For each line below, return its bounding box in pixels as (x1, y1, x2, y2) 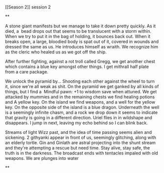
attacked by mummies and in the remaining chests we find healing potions (5, 94, 155, 100)
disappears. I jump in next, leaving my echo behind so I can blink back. (5, 120, 148, 126)
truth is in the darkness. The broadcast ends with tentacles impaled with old (5, 150, 158, 156)
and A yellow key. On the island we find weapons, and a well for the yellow (5, 99, 156, 105)
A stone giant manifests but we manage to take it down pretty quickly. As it (5, 23, 156, 29)
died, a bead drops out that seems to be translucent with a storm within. (5, 28, 152, 34)
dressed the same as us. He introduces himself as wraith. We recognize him (5, 44, 158, 49)
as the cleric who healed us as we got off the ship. (5, 49, 107, 55)
